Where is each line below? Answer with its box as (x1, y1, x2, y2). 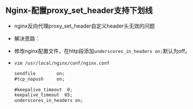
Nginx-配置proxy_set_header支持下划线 (5, 5, 153, 16)
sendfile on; (14, 70, 65, 77)
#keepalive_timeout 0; (14, 87, 73, 93)
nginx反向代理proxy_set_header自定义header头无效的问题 (14, 22, 155, 29)
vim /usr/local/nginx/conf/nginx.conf (14, 60, 110, 66)
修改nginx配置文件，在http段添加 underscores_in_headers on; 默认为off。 (14, 47, 191, 54)
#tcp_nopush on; (14, 76, 65, 82)
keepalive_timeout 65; (14, 92, 73, 98)
